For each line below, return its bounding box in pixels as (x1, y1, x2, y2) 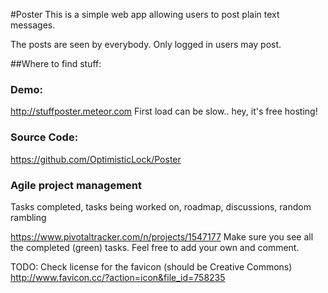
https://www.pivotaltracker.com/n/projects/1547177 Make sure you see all (10, 230, 314, 243)
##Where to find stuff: (10, 58, 102, 69)
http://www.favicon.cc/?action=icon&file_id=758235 (10, 271, 226, 283)
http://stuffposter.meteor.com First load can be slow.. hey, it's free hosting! (10, 105, 318, 118)
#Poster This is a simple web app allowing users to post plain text (10, 9, 280, 20)
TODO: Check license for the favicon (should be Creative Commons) (10, 260, 293, 273)
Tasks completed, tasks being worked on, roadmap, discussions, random (10, 200, 312, 213)
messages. (10, 19, 56, 31)
